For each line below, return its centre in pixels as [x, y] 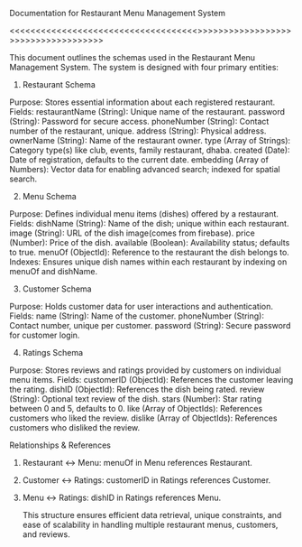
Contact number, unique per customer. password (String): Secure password [150, 325]
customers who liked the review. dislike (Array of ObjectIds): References [143, 418]
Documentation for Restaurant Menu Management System [118, 13]
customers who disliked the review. [75, 427]
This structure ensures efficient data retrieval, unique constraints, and [152, 515]
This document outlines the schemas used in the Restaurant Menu [132, 57]
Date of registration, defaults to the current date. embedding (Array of [139, 160]
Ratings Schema [53, 352]
